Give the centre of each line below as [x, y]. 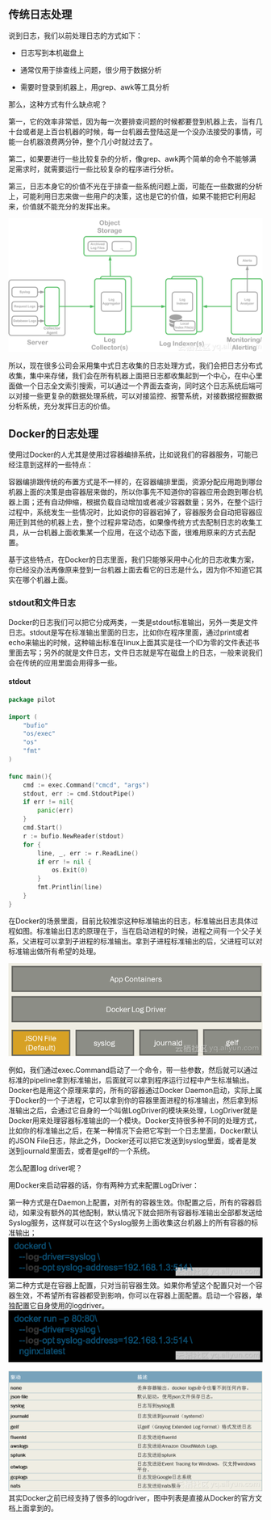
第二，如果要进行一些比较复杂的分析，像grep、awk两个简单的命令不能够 [129, 158]
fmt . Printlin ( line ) [70, 888]
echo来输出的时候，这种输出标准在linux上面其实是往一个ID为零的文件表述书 [134, 642]
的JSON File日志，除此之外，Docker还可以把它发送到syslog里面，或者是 [129, 1140]
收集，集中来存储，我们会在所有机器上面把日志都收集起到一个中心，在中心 [132, 375]
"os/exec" [40, 734]
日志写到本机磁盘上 [52, 53]
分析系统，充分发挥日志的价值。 [61, 406]
